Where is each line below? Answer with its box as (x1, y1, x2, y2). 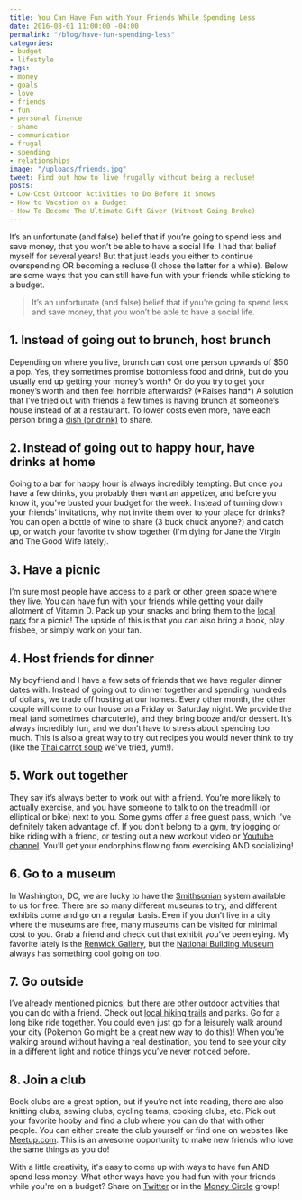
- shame (9, 123, 39, 132)
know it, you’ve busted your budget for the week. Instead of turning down (9, 498, 283, 509)
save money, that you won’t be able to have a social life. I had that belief (9, 240, 277, 251)
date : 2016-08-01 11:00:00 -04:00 (9, 22, 140, 31)
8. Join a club (9, 1072, 86, 1087)
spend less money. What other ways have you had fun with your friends (9, 1171, 277, 1182)
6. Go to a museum (9, 867, 117, 882)
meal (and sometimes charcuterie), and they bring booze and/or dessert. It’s (9, 713, 293, 724)
